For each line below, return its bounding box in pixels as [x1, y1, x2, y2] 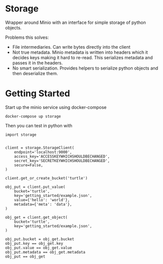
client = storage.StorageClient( [5, 145, 75, 150]
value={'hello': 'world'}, [14, 197, 70, 202]
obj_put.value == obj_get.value [5, 245, 72, 250]
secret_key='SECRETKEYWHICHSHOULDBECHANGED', [14, 158, 110, 163]
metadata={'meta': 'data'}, [14, 202, 72, 207]
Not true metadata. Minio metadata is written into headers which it [12, 49, 148, 55]
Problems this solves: [5, 34, 49, 40]
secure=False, [14, 163, 43, 168]
